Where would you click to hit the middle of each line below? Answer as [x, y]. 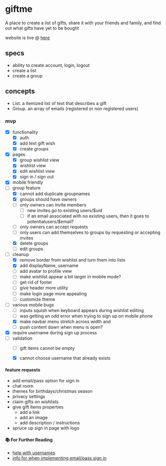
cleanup [21, 255]
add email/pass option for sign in [46, 381]
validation [22, 338]
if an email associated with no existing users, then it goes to [88, 216]
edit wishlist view [37, 171]
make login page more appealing [53, 294]
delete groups [34, 243]
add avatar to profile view [46, 271]
